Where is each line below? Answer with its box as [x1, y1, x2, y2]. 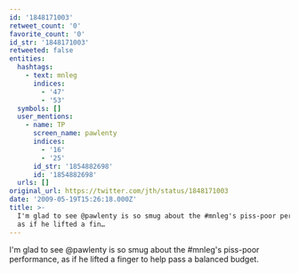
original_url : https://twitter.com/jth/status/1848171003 [9, 187, 229, 196]
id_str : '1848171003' [9, 37, 90, 47]
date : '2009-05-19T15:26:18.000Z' [9, 195, 138, 205]
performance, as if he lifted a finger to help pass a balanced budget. [9, 253, 260, 264]
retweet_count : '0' [9, 21, 82, 30]
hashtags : [17, 63, 53, 72]
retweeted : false [9, 46, 74, 55]
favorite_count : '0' [9, 29, 86, 38]
